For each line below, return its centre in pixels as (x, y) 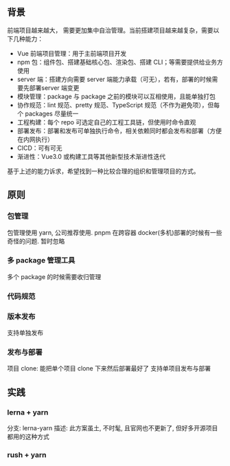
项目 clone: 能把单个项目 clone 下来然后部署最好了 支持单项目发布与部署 (109, 368)
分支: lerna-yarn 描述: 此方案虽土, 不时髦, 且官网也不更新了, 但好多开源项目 (113, 428)
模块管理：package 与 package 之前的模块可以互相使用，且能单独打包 (116, 96)
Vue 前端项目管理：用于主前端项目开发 (72, 53)
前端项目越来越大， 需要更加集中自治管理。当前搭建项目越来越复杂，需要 (110, 30)
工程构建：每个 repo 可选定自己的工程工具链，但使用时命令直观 (106, 122)
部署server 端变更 (54, 87)
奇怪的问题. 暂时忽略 (36, 241)
